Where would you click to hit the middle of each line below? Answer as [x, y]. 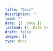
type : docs [16, 41]
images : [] [16, 37]
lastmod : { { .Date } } [27, 28]
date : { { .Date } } [23, 23]
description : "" [21, 14]
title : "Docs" [19, 9]
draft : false [18, 32]
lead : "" [14, 18]
